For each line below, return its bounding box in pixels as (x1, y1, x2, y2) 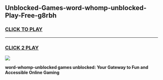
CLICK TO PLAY (5, 26, 43, 33)
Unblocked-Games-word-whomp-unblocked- (5, 4, 147, 12)
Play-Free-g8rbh (5, 12, 57, 20)
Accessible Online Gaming (5, 69, 60, 75)
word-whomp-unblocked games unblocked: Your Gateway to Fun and (5, 64, 148, 70)
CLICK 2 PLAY (5, 44, 39, 51)
